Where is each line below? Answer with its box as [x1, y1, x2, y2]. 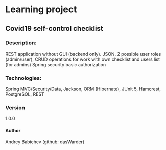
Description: [5, 39, 37, 46]
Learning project [5, 4, 77, 15]
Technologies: [5, 74, 42, 81]
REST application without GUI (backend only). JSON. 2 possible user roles [5, 51, 161, 57]
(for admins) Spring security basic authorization [5, 61, 106, 67]
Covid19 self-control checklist [5, 24, 103, 33]
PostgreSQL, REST [5, 91, 44, 97]
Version [5, 104, 26, 111]
